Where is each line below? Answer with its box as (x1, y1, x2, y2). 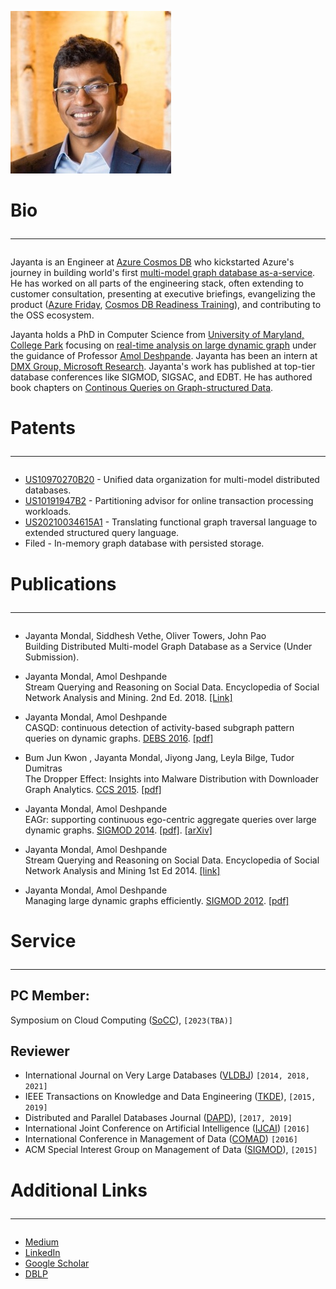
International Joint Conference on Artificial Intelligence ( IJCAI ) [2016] (24, 1122, 310, 1135)
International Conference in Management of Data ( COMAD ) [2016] (24, 1133, 298, 1145)
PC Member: (10, 987, 90, 1005)
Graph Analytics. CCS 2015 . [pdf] (24, 783, 162, 795)
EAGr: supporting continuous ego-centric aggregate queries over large (24, 813, 317, 825)
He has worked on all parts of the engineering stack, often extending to (10, 277, 304, 290)
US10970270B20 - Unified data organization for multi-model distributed (24, 474, 320, 486)
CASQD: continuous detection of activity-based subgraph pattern (24, 721, 295, 733)
